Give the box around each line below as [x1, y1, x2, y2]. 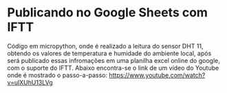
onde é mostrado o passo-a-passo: [7, 70, 108, 79]
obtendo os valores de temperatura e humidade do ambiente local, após [7, 49, 212, 57]
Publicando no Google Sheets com [7, 5, 208, 21]
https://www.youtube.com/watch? [109, 70, 206, 79]
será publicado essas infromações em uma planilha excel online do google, [7, 56, 220, 64]
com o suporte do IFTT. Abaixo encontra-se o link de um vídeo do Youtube [7, 64, 219, 72]
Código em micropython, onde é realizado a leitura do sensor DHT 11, [7, 42, 204, 50]
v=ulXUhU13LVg [7, 78, 53, 86]
